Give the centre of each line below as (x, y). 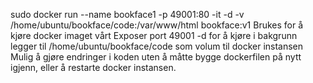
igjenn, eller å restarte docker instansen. (93, 67)
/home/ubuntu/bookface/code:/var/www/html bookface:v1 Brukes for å (157, 25)
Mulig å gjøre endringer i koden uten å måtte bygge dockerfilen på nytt (156, 57)
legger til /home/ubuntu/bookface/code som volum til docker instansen (157, 46)
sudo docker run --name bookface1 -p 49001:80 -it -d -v (127, 14)
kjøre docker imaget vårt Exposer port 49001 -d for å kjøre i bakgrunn (154, 35)
